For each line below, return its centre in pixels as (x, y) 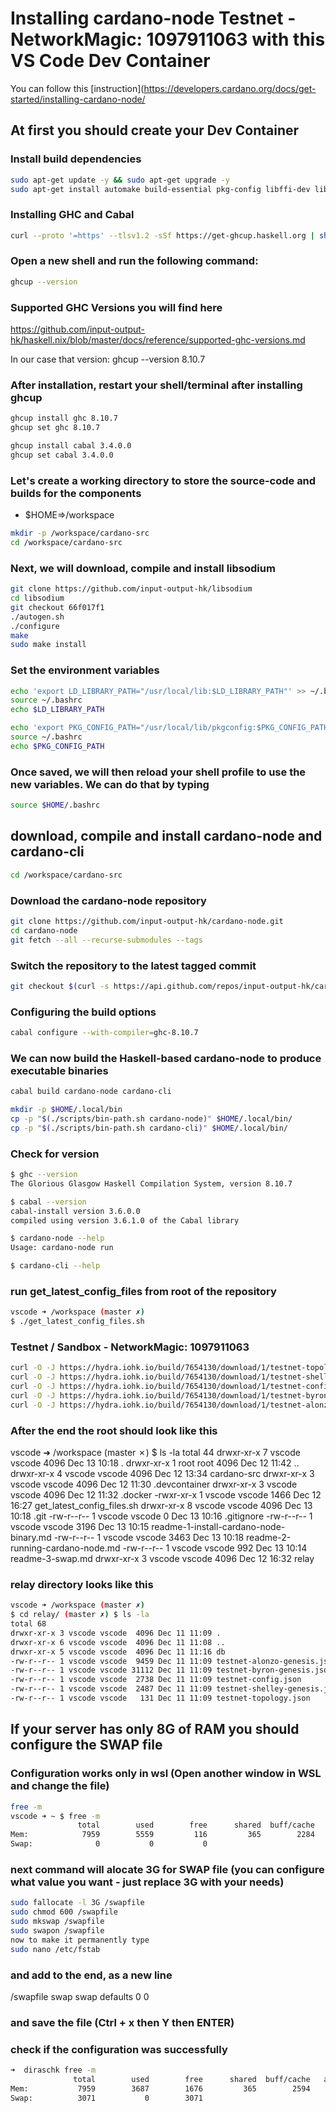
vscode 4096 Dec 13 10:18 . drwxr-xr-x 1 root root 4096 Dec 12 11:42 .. (155, 1463)
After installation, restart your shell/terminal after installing (156, 385)
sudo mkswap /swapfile (57, 1922)
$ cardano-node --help (57, 1238)
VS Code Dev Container (110, 61)
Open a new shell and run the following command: (134, 261)
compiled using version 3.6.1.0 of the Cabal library (125, 1220)
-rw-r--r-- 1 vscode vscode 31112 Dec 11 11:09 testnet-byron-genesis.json (171, 1670)
